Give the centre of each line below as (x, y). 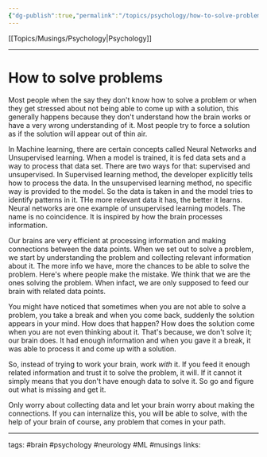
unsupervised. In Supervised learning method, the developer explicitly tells (131, 174)
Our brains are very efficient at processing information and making (117, 240)
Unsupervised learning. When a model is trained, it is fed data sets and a (127, 157)
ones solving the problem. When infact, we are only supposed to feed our (129, 282)
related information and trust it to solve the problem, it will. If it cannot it (125, 372)
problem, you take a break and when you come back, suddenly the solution (132, 315)
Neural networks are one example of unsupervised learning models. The (127, 208)
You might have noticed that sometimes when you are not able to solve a (127, 306)
